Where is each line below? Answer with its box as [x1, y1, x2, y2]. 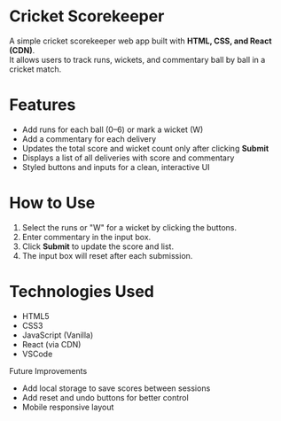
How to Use [9, 193, 96, 214]
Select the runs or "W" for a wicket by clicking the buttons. [21, 222, 238, 232]
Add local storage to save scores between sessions [21, 383, 211, 394]
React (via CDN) [21, 339, 82, 349]
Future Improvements [9, 365, 88, 376]
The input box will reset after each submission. [21, 250, 193, 261]
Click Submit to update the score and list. [21, 241, 175, 252]
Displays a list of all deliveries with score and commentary [21, 152, 235, 163]
